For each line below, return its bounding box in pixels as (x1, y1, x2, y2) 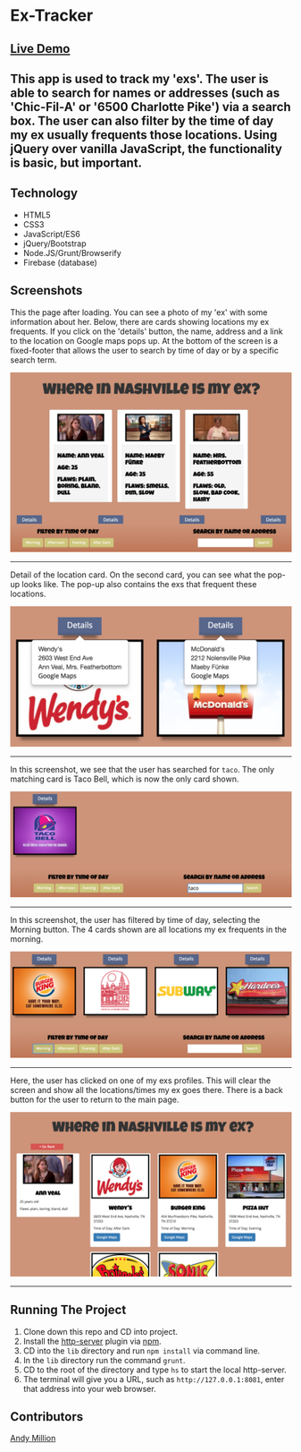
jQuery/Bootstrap (22, 238, 88, 249)
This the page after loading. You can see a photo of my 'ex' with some (10, 306, 268, 318)
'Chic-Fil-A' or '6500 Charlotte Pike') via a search (10, 99, 291, 115)
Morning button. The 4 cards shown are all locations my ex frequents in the (10, 924, 287, 935)
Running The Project (10, 1303, 127, 1318)
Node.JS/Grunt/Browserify (22, 247, 121, 258)
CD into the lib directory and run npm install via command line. (22, 1345, 261, 1356)
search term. (10, 354, 57, 365)
